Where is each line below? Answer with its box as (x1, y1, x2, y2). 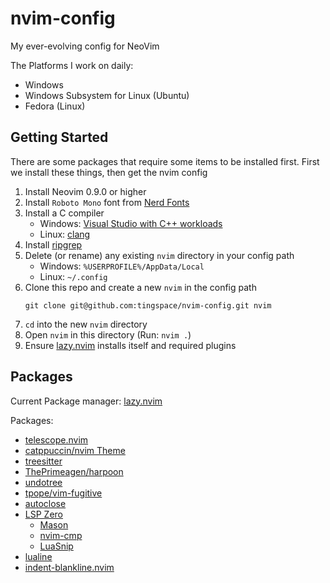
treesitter (24, 455, 63, 467)
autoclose (24, 497, 67, 509)
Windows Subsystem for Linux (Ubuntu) (24, 89, 190, 101)
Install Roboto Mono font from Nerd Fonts (24, 196, 190, 208)
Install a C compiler (24, 207, 105, 219)
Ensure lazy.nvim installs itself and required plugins (24, 339, 237, 351)
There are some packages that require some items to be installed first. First (10, 155, 320, 167)
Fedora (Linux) (24, 100, 86, 112)
